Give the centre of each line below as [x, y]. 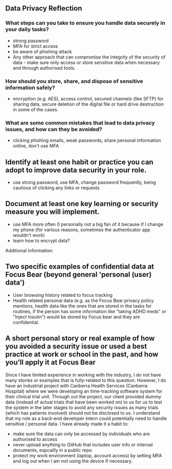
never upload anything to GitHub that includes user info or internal [83, 444]
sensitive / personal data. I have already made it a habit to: [67, 424]
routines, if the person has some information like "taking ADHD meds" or [90, 311]
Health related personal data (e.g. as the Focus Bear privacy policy [83, 300]
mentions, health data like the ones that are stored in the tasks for [82, 306]
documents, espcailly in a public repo [52, 450]
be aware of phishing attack [42, 51]
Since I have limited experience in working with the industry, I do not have [83, 375]
